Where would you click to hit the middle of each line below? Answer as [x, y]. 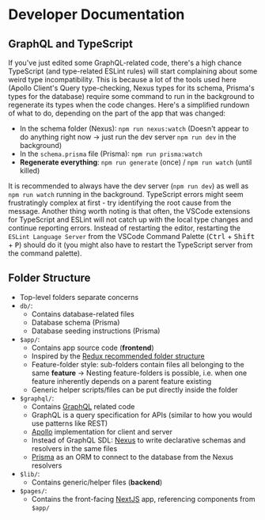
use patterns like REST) [70, 423]
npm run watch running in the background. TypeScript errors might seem [126, 194]
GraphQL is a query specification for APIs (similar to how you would [142, 415]
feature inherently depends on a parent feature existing [121, 381]
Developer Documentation [97, 15]
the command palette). [45, 253]
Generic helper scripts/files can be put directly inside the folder [135, 389]
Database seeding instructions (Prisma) [96, 331]
